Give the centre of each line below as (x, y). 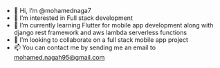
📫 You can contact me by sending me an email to (85, 47)
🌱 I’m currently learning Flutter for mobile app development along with (113, 25)
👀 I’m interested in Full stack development (73, 18)
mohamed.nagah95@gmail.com (59, 57)
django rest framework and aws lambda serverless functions (100, 32)
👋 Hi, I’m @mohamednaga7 (52, 11)
